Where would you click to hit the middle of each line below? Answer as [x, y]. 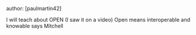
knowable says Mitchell [35, 26]
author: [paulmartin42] [34, 8]
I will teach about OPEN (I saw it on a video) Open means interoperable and [98, 20]
